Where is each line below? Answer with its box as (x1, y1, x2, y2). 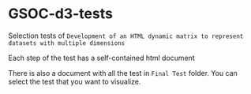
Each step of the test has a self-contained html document (8, 53, 195, 62)
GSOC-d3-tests (8, 5, 113, 23)
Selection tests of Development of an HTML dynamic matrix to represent (8, 31, 244, 40)
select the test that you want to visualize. (8, 77, 141, 86)
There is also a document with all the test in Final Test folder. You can (8, 68, 238, 77)
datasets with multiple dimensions (8, 39, 126, 47)
